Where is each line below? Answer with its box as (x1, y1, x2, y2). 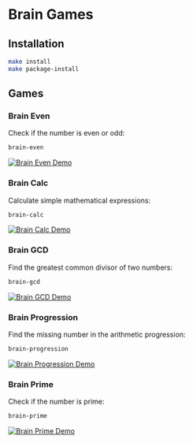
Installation (8, 37, 65, 50)
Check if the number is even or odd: (8, 128, 125, 138)
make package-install (8, 65, 80, 73)
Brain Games (8, 6, 94, 24)
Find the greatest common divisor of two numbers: (8, 262, 173, 272)
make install (8, 58, 51, 65)
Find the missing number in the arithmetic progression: (8, 329, 186, 339)
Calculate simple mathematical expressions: (8, 195, 151, 205)
